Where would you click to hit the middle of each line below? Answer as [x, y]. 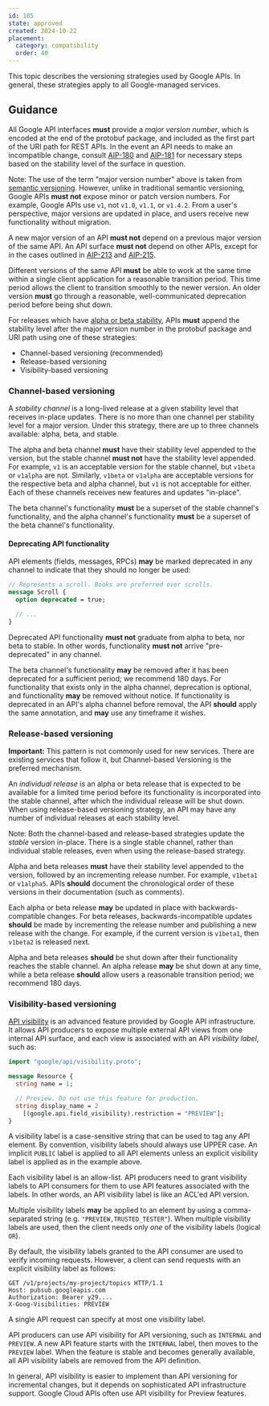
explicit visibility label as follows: [62, 1268]
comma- [237, 1210]
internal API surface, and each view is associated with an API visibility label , [134, 1039]
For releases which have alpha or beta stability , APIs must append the [124, 320]
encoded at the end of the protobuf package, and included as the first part [132, 138]
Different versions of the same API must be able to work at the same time [130, 270]
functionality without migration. [60, 221]
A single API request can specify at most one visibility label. [107, 1319]
